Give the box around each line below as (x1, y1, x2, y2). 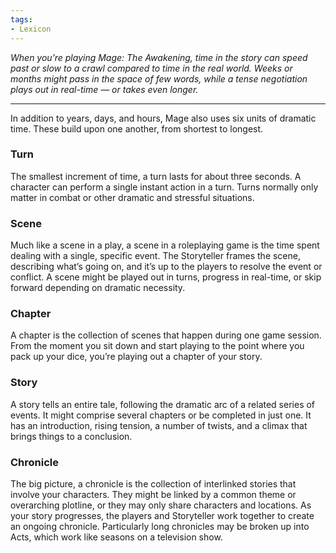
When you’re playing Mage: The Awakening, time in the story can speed (10, 51, 308, 63)
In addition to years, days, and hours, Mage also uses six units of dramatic (10, 112, 317, 124)
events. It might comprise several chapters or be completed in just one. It (10, 409, 312, 421)
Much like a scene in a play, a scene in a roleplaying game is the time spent (10, 239, 320, 251)
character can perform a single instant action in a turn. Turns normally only (10, 181, 319, 193)
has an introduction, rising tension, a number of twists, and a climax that (10, 419, 308, 431)
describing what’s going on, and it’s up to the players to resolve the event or (10, 261, 323, 273)
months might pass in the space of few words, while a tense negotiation (10, 72, 308, 85)
